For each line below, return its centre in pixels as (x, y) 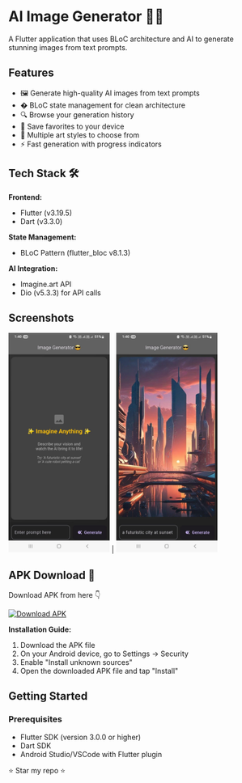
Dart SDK (36, 745)
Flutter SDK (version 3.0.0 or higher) (81, 737)
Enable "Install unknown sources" (76, 662)
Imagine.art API (46, 284)
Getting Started (48, 696)
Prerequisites (35, 719)
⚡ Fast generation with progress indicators (91, 144)
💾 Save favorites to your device (72, 126)
